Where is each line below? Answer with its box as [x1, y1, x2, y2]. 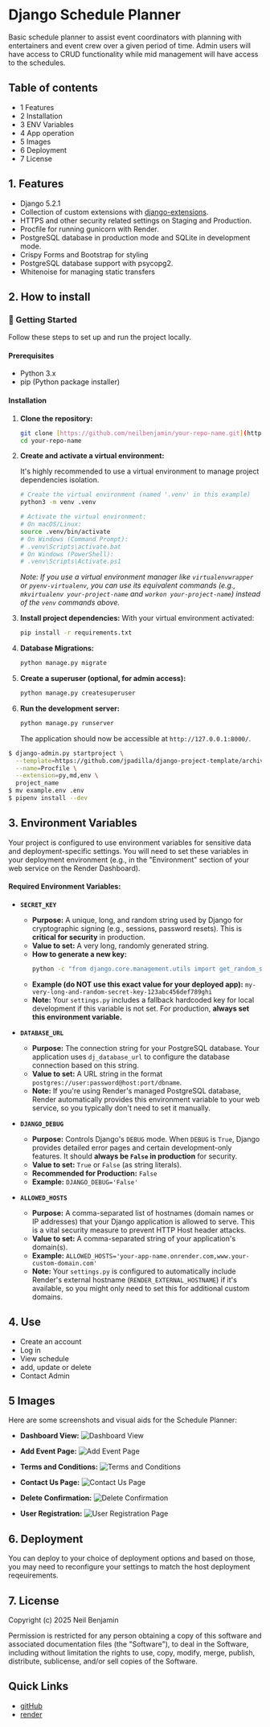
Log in [19, 1345, 42, 1355]
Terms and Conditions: [19, 1462, 99, 1472]
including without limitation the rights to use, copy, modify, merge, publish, [8, 1648, 256, 1658]
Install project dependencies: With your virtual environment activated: [19, 613, 255, 623]
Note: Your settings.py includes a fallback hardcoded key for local [31, 995, 255, 1004]
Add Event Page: [19, 1446, 77, 1456]
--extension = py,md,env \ [15, 772, 99, 780]
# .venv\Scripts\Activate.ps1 [19, 557, 122, 566]
